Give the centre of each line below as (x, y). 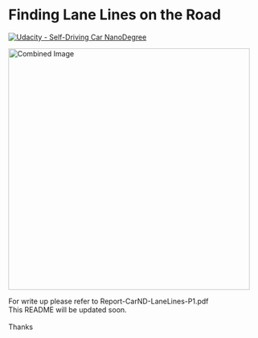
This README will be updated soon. (68, 309)
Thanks (21, 327)
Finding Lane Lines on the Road (115, 15)
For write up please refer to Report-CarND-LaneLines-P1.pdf (109, 301)
